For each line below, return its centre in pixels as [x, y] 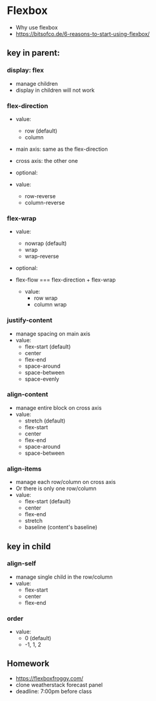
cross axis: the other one [47, 161]
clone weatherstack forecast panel [59, 685]
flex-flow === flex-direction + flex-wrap [66, 280]
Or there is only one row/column [56, 489]
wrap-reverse [42, 257]
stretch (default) [45, 421]
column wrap [50, 305]
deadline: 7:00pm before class [54, 691]
